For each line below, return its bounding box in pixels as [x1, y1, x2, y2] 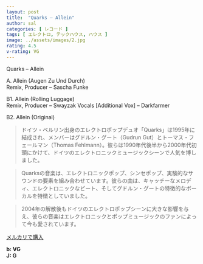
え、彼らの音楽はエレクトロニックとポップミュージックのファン [21, 212, 181, 220]
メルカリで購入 [6, 233, 44, 240]
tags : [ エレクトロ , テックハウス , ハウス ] [6, 32, 108, 38]
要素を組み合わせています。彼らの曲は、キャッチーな [42, 177, 176, 184]
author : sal [6, 20, 36, 26]
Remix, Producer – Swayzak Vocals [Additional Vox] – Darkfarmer [6, 102, 170, 109]
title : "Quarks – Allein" [6, 15, 75, 21]
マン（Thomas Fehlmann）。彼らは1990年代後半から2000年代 [37, 141, 192, 148]
